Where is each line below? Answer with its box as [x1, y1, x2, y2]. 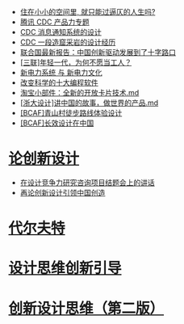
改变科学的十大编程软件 [19, 78, 98, 87]
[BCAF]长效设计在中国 [19, 118, 94, 128]
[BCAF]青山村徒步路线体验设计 [19, 108, 123, 117]
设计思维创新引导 [8, 259, 123, 277]
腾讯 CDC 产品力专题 [19, 17, 90, 27]
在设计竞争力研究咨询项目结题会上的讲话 [19, 177, 155, 187]
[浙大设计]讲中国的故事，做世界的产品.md [19, 98, 159, 107]
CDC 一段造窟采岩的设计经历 [19, 37, 116, 47]
